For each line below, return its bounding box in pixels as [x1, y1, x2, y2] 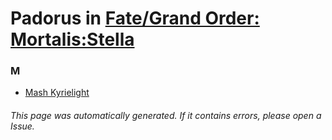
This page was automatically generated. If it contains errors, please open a [10, 110, 322, 122]
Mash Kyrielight [24, 87, 90, 99]
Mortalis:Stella [10, 28, 135, 51]
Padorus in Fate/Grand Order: [10, 7, 260, 30]
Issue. [10, 120, 35, 132]
